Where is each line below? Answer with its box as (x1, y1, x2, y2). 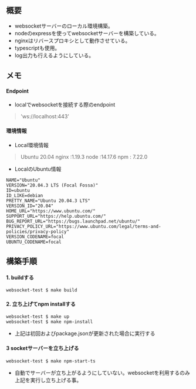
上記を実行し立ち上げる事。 (14, 376, 82, 384)
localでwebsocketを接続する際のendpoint (14, 101, 116, 108)
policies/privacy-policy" (6, 228, 69, 234)
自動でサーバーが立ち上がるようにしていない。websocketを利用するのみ (14, 369, 191, 376)
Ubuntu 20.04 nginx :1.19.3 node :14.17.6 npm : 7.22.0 (20, 153, 148, 160)
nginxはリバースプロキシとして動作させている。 (14, 37, 131, 44)
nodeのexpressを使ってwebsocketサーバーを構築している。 (14, 29, 160, 36)
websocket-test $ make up (6, 314, 69, 320)
